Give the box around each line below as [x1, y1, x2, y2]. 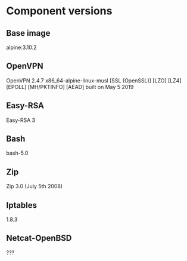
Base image [6, 28, 51, 38]
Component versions [6, 4, 113, 18]
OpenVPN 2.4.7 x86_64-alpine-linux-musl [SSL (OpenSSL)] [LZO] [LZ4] [6, 76, 182, 84]
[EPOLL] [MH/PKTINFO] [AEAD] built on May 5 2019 [6, 83, 134, 90]
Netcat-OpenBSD [6, 233, 72, 243]
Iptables [6, 200, 38, 210]
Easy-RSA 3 [6, 116, 36, 124]
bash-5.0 [6, 149, 29, 156]
